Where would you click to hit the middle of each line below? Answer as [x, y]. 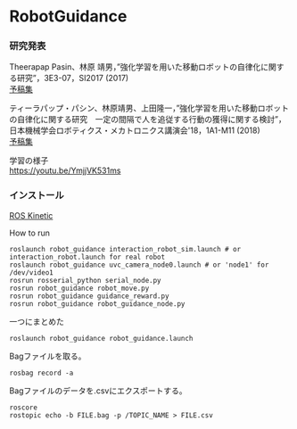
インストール [37, 195]
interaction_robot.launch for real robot [87, 257]
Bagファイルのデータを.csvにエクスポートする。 [98, 391]
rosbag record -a [41, 373]
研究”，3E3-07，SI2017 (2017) [73, 78]
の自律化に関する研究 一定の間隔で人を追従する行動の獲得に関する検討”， [148, 120]
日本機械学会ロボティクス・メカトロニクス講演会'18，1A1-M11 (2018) [135, 130]
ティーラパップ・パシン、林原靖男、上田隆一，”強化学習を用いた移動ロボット [149, 108]
